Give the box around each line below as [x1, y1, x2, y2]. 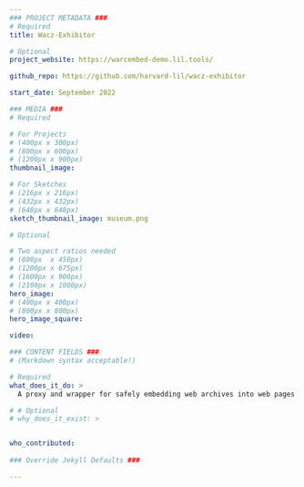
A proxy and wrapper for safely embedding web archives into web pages [17, 389, 296, 399]
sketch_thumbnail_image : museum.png [9, 213, 148, 223]
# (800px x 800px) [9, 306, 79, 316]
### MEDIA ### [9, 105, 64, 114]
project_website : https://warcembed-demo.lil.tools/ [9, 56, 214, 65]
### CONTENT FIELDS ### [9, 347, 100, 357]
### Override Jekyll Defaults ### [9, 456, 141, 465]
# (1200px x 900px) [9, 155, 84, 164]
